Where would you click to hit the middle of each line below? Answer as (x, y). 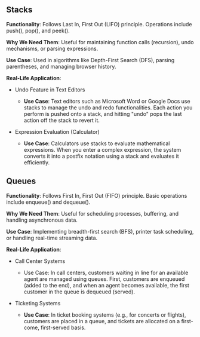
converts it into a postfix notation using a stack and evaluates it (101, 156)
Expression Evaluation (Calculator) (57, 131)
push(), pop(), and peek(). (38, 30)
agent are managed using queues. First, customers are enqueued (104, 279)
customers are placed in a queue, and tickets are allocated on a (102, 321)
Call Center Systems (40, 261)
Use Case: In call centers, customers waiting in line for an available (106, 272)
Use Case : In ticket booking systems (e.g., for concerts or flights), (105, 315)
